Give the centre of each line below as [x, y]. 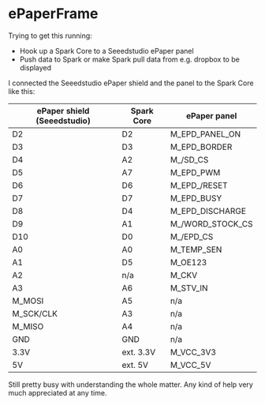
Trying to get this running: [50, 36]
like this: [22, 91]
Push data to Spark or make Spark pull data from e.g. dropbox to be [130, 59]
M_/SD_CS [189, 159]
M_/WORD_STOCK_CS [211, 223]
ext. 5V [135, 365]
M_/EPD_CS [192, 236]
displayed [35, 67]
